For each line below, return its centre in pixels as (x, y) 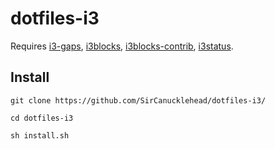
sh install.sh (40, 135)
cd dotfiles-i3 (42, 118)
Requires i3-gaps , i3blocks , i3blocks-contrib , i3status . (122, 46)
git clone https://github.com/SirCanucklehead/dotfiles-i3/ (138, 100)
